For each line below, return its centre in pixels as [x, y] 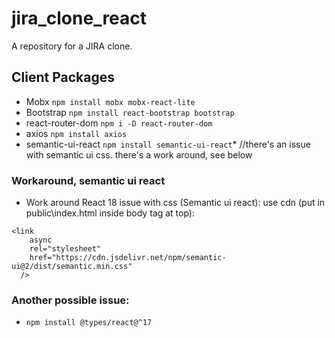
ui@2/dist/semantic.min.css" [72, 267]
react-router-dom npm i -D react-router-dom [119, 123]
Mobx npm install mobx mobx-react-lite [110, 101]
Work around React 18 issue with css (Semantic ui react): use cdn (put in [175, 203]
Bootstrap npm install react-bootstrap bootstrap [130, 112]
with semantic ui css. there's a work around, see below [139, 154]
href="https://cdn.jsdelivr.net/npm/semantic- [128, 258]
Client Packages [63, 77]
